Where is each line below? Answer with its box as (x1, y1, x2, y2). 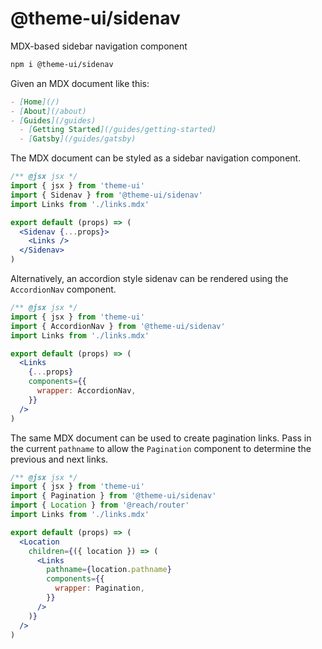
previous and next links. (10, 453, 109, 465)
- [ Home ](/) (10, 97, 60, 107)
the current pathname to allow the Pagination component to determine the (10, 442, 312, 454)
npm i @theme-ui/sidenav (10, 59, 114, 69)
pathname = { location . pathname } (46, 565, 172, 575)
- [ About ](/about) (10, 106, 87, 116)
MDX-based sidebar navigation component (10, 40, 188, 52)
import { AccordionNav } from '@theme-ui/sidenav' (10, 321, 226, 331)
